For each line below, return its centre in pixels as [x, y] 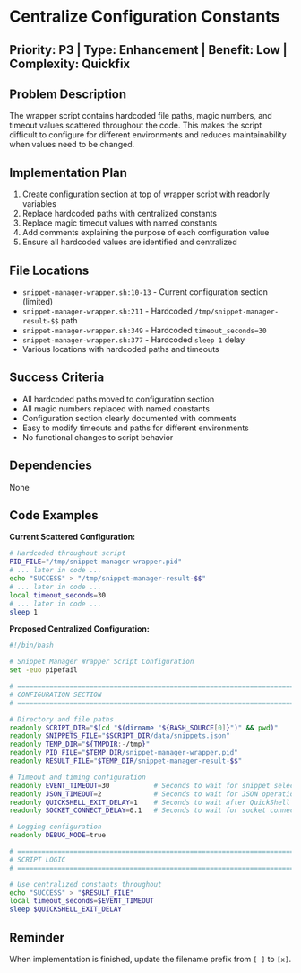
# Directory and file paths [62, 719]
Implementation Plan [69, 172]
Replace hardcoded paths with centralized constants [120, 214]
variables [39, 204]
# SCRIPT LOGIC [38, 860]
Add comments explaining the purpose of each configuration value [146, 233]
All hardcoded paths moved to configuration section [118, 399]
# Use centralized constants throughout [86, 884]
